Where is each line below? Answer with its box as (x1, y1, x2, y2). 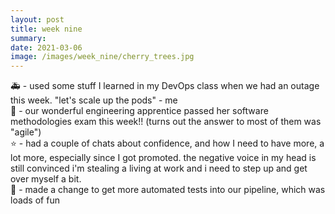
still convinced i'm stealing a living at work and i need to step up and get (10, 162, 308, 175)
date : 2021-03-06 (10, 42, 83, 53)
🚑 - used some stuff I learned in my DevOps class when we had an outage (10, 80, 320, 92)
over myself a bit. (10, 173, 82, 185)
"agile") (10, 126, 42, 138)
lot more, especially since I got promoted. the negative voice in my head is (10, 152, 317, 164)
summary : (10, 33, 47, 43)
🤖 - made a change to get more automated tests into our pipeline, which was (10, 184, 326, 196)
